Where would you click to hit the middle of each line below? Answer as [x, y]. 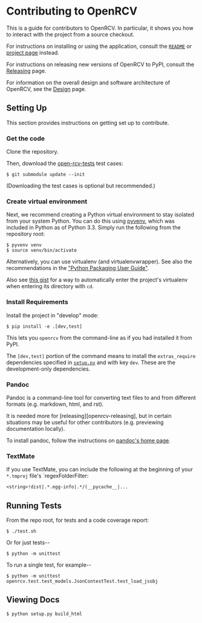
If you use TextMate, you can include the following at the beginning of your [100, 470]
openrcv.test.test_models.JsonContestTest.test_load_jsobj [82, 581]
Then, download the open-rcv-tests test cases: [65, 163]
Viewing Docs [33, 600]
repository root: [26, 234]
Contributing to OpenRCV [72, 11]
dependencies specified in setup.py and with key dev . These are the [91, 362]
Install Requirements [37, 302]
